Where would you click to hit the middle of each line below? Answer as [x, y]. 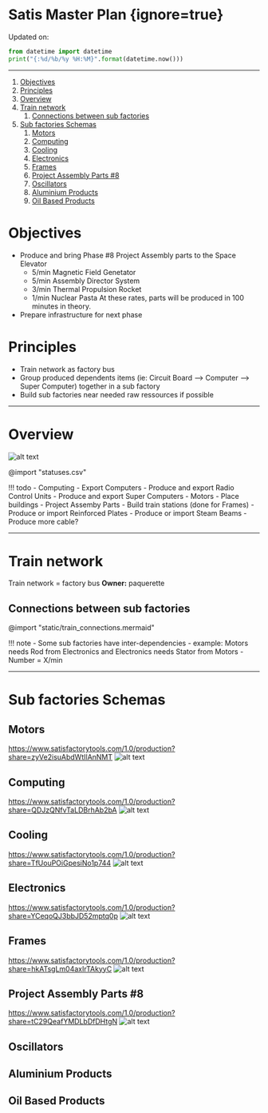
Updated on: [29, 37]
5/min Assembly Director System [86, 281]
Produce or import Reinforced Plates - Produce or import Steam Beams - [128, 513]
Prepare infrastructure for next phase [81, 314]
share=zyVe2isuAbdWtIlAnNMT [61, 757]
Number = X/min [35, 660]
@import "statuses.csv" [47, 472]
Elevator [33, 263]
